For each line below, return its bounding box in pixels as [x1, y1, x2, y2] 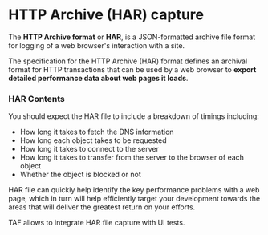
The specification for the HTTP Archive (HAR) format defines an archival [8, 56, 248, 66]
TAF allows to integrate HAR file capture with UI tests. [8, 218, 185, 228]
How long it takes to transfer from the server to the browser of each [19, 152, 245, 162]
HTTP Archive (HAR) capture [8, 6, 205, 24]
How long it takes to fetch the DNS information [19, 127, 174, 137]
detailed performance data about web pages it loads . [8, 73, 189, 83]
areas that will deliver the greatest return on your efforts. [8, 202, 196, 212]
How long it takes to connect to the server [19, 144, 159, 154]
